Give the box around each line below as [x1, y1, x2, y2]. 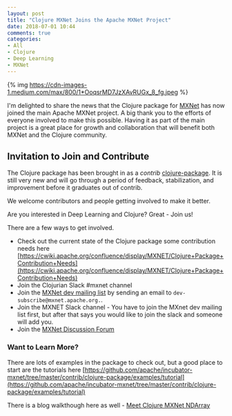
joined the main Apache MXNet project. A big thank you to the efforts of [7, 108, 212, 117]
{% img [7, 80, 28, 88]
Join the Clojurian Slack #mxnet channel [17, 281, 133, 290]
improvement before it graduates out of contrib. [7, 184, 143, 192]
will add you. [17, 318, 54, 326]
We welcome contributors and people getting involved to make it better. [7, 197, 211, 205]
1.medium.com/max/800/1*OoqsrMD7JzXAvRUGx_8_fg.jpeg [7, 88, 178, 96]
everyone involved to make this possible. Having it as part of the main [7, 115, 205, 124]
